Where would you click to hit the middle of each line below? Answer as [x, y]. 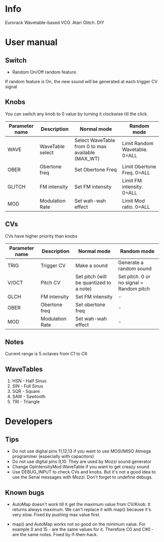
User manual [31, 42]
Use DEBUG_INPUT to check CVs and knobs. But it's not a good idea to [84, 472]
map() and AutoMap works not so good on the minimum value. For [79, 524]
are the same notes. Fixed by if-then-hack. [55, 534]
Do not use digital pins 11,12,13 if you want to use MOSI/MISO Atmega [82, 451]
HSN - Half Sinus [29, 381]
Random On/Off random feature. [45, 72]
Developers [29, 422]
